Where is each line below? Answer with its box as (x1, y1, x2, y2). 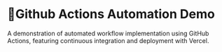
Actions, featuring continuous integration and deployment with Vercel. (7, 36, 209, 44)
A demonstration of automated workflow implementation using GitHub (7, 29, 209, 37)
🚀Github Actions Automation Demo (7, 6, 215, 22)
